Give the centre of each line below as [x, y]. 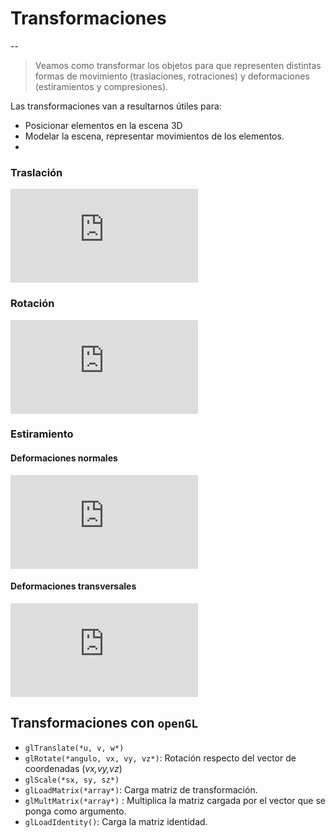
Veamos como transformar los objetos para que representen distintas [178, 65]
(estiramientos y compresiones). [101, 86]
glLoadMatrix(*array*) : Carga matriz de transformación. [141, 789]
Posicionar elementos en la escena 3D [103, 125]
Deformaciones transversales [73, 586]
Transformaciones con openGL [104, 723]
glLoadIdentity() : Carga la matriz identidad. [116, 821]
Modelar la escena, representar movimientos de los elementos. [154, 136]
